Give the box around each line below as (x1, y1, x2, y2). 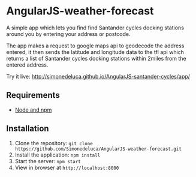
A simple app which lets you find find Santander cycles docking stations (6, 24, 185, 31)
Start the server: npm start (14, 157, 81, 164)
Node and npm (14, 106, 52, 113)
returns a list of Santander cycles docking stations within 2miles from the (6, 55, 187, 62)
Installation (6, 124, 49, 134)
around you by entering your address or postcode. (6, 30, 131, 37)
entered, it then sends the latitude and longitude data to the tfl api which (6, 48, 185, 55)
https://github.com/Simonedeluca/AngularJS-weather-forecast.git (14, 146, 182, 152)
